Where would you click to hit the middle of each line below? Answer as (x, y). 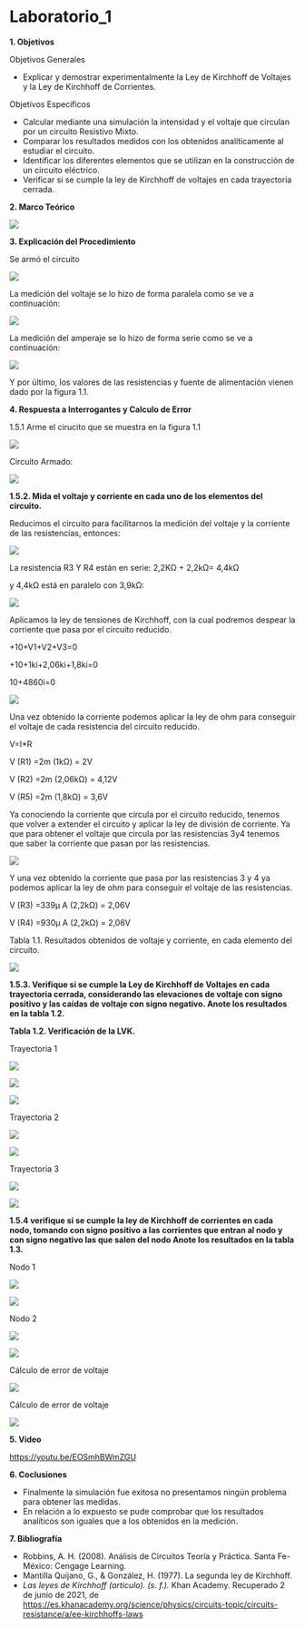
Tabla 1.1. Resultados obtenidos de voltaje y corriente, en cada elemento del (151, 940)
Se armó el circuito (44, 259)
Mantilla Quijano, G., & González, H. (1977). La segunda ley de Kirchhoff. (157, 1575)
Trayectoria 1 (34, 1048)
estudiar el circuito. (59, 151)
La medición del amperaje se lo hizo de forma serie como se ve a (131, 338)
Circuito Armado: (41, 461)
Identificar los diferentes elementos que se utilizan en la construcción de (158, 160)
